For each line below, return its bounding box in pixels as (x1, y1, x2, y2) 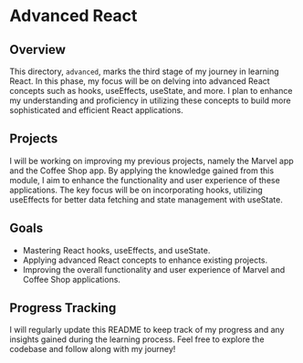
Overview (9, 42, 67, 57)
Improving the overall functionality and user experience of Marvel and (22, 264, 286, 275)
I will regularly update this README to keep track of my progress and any (9, 325, 285, 336)
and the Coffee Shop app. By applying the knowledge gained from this (9, 165, 275, 176)
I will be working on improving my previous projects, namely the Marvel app (9, 155, 294, 166)
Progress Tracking (9, 300, 117, 316)
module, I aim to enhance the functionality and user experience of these (9, 174, 280, 185)
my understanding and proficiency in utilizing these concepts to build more (9, 95, 291, 106)
